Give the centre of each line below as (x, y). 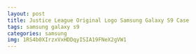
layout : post (26, 14)
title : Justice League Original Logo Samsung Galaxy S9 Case (98, 20)
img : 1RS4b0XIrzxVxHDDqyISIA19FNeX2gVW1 (67, 40)
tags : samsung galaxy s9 (43, 27)
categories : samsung (37, 33)
